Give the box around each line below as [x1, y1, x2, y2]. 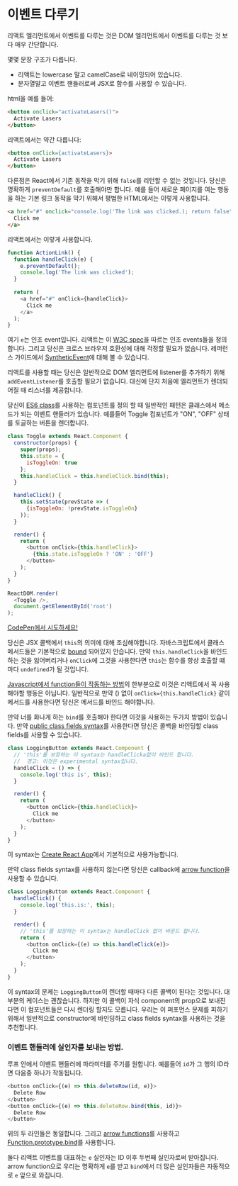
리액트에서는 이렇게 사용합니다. [7, 235, 93, 243]
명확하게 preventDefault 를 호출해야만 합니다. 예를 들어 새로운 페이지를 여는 [7, 185, 216, 194]
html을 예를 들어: [7, 94, 55, 103]
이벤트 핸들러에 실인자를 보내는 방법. [7, 1042, 124, 1052]
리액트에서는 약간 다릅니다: [7, 135, 81, 144]
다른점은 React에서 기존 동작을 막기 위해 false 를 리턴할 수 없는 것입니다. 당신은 [7, 177, 227, 185]
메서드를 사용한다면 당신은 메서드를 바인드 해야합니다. [7, 698, 155, 706]
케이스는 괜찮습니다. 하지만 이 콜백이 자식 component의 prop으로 [25, 996, 208, 1005]
